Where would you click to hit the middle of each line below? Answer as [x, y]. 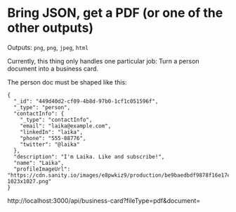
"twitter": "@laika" [50, 144]
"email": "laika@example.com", [66, 126]
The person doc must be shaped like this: [67, 82]
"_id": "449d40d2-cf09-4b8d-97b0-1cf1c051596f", [86, 101]
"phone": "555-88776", [53, 138]
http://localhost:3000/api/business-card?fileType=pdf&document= [104, 200]
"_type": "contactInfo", [56, 120]
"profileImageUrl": [42, 169]
